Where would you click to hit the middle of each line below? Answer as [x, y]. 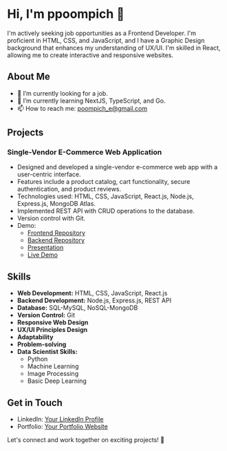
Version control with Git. [51, 218]
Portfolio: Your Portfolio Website [62, 427]
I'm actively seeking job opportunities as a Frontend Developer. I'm [102, 33]
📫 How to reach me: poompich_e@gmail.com [82, 108]
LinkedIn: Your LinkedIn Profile [60, 419]
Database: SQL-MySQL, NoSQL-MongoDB [77, 308]
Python [37, 359]
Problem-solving [42, 344]
